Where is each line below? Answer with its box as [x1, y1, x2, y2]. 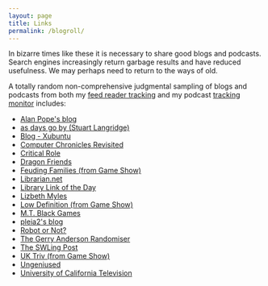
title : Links [8, 19, 52, 27]
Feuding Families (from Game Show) [19, 166, 141, 176]
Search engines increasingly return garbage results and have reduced [8, 57, 241, 67]
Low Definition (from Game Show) [19, 200, 133, 209]
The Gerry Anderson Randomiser [19, 234, 131, 244]
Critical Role [19, 148, 61, 158]
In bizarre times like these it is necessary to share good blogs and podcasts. [8, 49, 262, 59]
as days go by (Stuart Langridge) [19, 122, 130, 133]
